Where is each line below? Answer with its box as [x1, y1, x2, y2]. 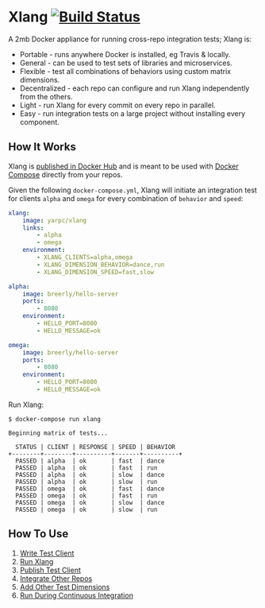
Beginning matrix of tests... [8, 429, 109, 437]
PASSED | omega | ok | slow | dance [15, 498, 165, 506]
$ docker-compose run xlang [8, 415, 102, 423]
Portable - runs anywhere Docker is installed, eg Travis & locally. [19, 49, 231, 59]
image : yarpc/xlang [22, 216, 87, 224]
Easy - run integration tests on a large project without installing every [19, 108, 246, 118]
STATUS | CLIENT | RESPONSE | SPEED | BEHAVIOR [15, 443, 176, 451]
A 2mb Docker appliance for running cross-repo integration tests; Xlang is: [8, 34, 252, 44]
